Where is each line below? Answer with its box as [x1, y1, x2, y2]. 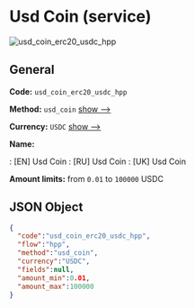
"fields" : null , [17, 265, 75, 274]
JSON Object [9, 200, 84, 215]
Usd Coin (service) [9, 6, 152, 27]
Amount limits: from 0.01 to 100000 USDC [9, 173, 164, 184]
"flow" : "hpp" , [17, 240, 70, 249]
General [9, 62, 56, 77]
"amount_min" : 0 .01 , [17, 273, 91, 283]
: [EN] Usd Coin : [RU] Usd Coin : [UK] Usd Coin [9, 156, 187, 167]
